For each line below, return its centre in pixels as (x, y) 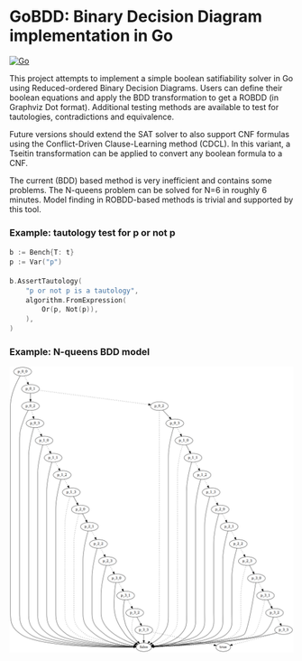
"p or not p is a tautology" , (82, 291)
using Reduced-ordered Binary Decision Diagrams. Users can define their (146, 88)
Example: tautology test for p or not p (92, 232)
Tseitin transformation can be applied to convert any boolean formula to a (146, 153)
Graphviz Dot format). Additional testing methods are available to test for (144, 107)
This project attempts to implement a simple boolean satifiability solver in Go (151, 78)
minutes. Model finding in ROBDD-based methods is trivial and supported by (151, 200)
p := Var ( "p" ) (36, 262)
